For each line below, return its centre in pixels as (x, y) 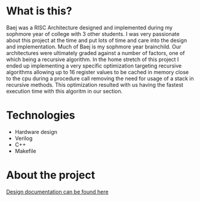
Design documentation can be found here (57, 191)
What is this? (39, 11)
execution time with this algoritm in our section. (64, 91)
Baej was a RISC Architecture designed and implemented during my (90, 28)
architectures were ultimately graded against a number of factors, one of (96, 53)
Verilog (24, 138)
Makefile (25, 151)
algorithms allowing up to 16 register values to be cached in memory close (98, 72)
